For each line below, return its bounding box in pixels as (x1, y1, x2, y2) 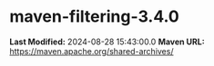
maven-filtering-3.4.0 (9, 6, 179, 27)
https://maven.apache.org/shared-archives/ (9, 45, 174, 56)
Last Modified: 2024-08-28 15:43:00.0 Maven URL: (9, 36, 205, 47)
